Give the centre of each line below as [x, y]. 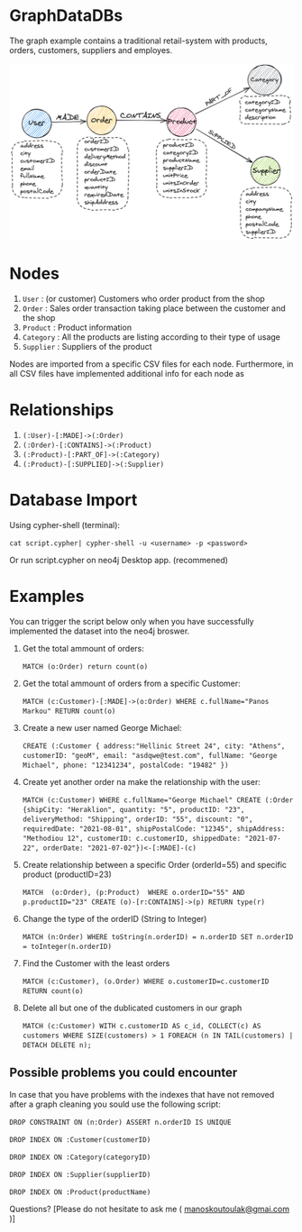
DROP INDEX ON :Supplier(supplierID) [80, 1174]
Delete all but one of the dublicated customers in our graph [132, 1008]
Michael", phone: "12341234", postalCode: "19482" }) [125, 765]
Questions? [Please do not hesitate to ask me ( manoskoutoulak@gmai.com [150, 1209]
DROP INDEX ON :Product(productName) [80, 1192]
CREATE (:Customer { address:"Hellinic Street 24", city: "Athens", [154, 746]
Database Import [73, 500]
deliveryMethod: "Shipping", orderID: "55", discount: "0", [137, 819]
